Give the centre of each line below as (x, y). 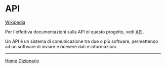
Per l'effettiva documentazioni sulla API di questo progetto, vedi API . (75, 32)
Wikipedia (15, 22)
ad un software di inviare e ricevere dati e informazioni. (61, 46)
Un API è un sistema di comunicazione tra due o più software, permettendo (82, 41)
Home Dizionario (22, 61)
